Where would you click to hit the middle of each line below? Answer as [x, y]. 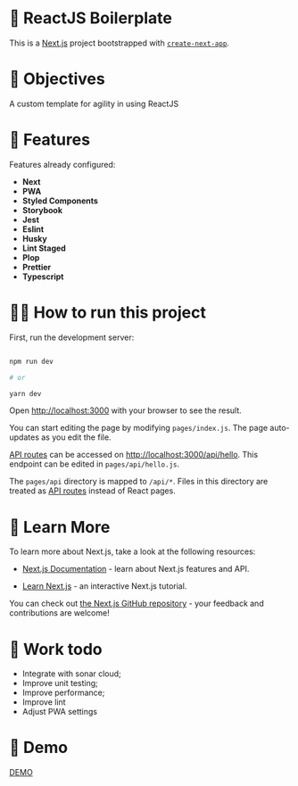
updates [25, 437]
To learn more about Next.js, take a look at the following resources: [132, 551]
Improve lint [44, 702]
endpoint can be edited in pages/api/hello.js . [95, 464]
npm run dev [31, 361]
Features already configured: [62, 164]
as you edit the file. [76, 437]
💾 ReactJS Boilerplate [91, 18]
